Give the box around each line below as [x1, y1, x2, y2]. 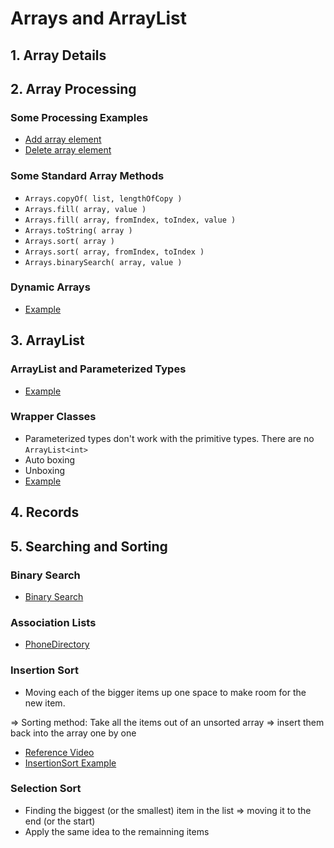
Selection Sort [10, 782, 82, 796]
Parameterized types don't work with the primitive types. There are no [24, 432, 315, 444]
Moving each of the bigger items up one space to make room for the [24, 686, 307, 698]
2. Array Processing [10, 80, 137, 97]
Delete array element [24, 144, 112, 156]
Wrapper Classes [10, 410, 97, 424]
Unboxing [24, 464, 66, 476]
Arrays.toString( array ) [24, 225, 133, 236]
